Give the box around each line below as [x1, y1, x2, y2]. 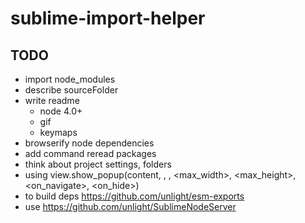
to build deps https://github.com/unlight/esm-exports [24, 190, 245, 202]
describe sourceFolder [24, 84, 119, 96]
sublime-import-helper [10, 7, 206, 30]
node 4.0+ [39, 105, 83, 117]
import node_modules [24, 73, 116, 85]
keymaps [39, 127, 78, 138]
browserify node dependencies [24, 137, 155, 149]
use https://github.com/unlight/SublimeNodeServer [24, 201, 237, 212]
